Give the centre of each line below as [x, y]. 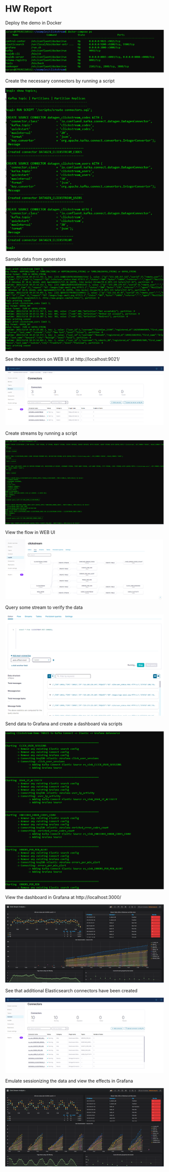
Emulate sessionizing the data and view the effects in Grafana [69, 1081]
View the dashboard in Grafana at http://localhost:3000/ [63, 897]
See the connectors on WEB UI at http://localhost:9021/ [62, 359]
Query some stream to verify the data [44, 607]
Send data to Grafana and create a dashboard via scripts [64, 724]
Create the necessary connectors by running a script [60, 81]
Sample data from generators [36, 259]
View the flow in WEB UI [30, 532]
